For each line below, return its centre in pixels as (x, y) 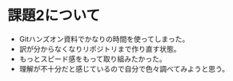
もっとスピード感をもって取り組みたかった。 (93, 59)
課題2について (54, 15)
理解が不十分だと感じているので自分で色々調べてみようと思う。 (124, 68)
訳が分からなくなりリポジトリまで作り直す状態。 (100, 48)
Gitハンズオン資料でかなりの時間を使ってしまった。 (104, 39)
